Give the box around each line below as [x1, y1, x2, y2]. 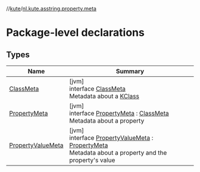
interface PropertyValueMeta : [69, 134, 154, 142]
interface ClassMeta [69, 85, 126, 93]
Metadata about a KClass [69, 92, 140, 100]
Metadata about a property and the [69, 149, 167, 157]
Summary [115, 67, 145, 75]
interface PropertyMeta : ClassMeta [69, 110, 169, 117]
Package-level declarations [6, 26, 145, 39]
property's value [69, 156, 115, 164]
